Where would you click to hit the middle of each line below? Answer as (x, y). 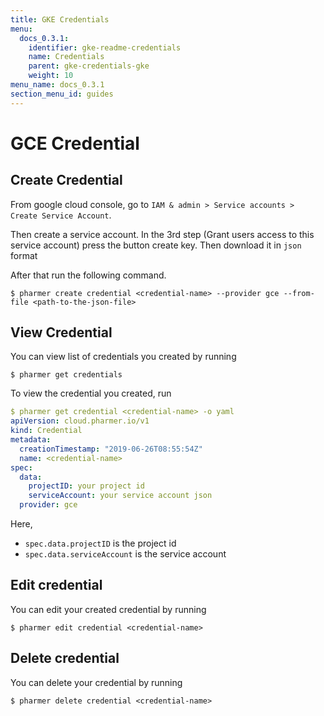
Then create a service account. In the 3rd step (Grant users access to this (162, 234)
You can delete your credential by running (96, 682)
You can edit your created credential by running (108, 609)
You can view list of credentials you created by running (123, 357)
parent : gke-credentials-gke (89, 66)
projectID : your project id (86, 486)
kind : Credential (46, 431)
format (24, 255)
